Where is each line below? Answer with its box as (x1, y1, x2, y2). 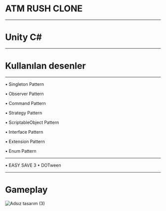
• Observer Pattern (5, 91, 44, 97)
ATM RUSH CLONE (5, 3, 83, 14)
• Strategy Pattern (5, 109, 42, 116)
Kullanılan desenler (5, 60, 86, 71)
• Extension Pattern (5, 139, 45, 144)
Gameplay (5, 184, 48, 195)
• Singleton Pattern (5, 81, 44, 87)
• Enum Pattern (5, 148, 37, 154)
